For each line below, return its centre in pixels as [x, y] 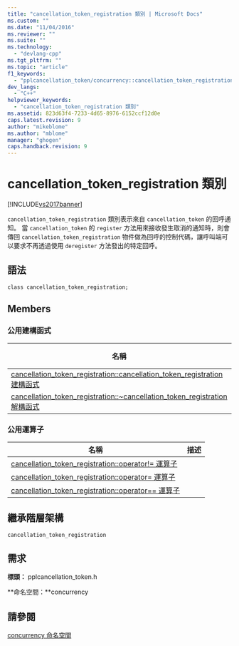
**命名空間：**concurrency [48, 592]
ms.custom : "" [28, 21]
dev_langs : [23, 87]
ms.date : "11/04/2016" [41, 27]
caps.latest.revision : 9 [44, 120]
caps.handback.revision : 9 [47, 147]
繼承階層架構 [36, 518]
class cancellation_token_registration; [68, 287]
